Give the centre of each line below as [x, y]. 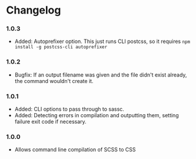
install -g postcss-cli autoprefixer [61, 47]
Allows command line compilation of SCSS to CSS [75, 150]
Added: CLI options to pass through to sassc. [69, 109]
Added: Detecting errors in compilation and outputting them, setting [97, 115]
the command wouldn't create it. [54, 81]
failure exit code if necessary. [50, 122]
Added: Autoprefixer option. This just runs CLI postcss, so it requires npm [102, 41]
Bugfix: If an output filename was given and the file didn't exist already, [101, 75]
